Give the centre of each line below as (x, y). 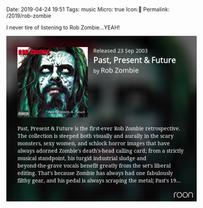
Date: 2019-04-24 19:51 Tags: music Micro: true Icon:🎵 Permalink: (88, 9)
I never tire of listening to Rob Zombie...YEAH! (63, 28)
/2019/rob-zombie (29, 16)
